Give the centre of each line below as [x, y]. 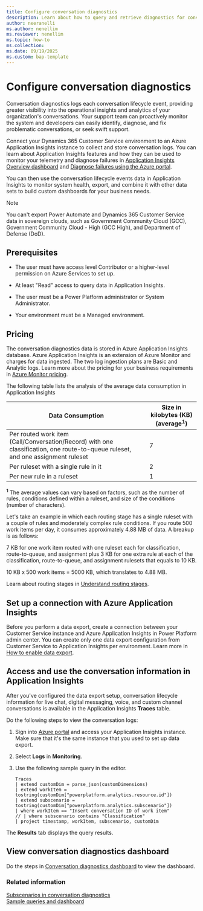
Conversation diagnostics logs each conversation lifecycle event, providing [100, 103]
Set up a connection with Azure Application [90, 603]
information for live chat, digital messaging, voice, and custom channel [94, 702]
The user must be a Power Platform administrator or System [89, 297]
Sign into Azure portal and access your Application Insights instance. [101, 732]
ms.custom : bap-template [37, 57]
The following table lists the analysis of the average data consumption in [96, 386]
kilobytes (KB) [172, 415]
